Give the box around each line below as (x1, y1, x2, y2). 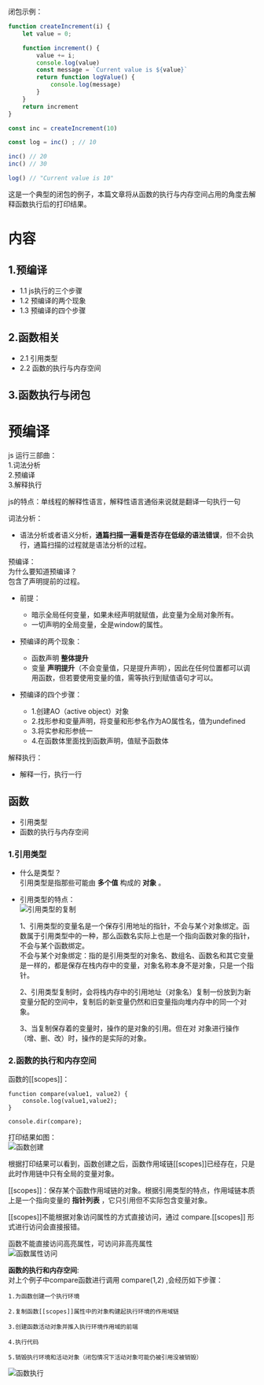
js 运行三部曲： (8, 451, 57, 460)
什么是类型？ (19, 868, 61, 878)
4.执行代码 (8, 1339, 39, 1346)
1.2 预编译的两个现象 (19, 295, 86, 305)
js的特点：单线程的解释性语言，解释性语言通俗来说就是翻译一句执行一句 (8, 497, 241, 507)
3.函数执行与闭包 (8, 388, 91, 402)
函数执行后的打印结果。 (14, 199, 91, 209)
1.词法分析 (8, 460, 41, 470)
